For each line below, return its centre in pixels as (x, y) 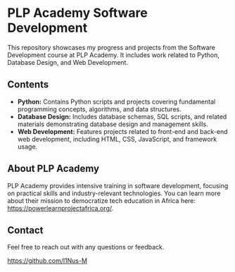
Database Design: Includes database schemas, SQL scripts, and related (122, 116)
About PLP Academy (53, 169)
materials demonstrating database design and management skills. (113, 124)
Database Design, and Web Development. (68, 62)
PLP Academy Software (77, 13)
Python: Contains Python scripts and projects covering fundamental (116, 101)
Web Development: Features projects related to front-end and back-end (122, 131)
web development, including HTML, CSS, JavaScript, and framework (117, 139)
